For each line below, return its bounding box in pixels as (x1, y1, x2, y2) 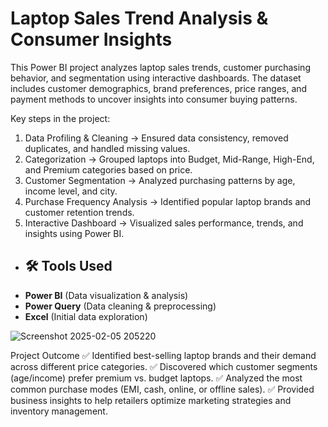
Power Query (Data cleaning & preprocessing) (24, 300, 217, 312)
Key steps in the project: (10, 112, 111, 124)
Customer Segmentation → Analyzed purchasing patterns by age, (24, 174, 296, 186)
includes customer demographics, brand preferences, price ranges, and (10, 82, 308, 94)
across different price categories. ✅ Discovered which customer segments (10, 360, 318, 372)
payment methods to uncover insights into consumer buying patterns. (10, 93, 298, 105)
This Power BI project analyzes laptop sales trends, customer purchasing (10, 61, 311, 73)
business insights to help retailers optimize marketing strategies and (10, 394, 292, 406)
